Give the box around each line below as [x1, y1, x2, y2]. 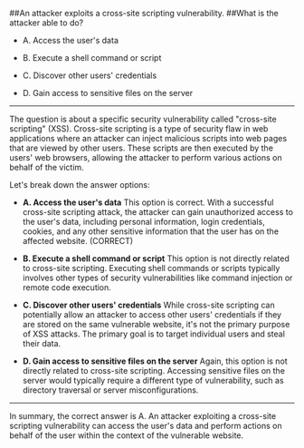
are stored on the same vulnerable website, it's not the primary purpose [22, 319, 290, 329]
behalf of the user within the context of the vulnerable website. [9, 430, 244, 441]
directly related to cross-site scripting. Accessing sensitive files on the [22, 365, 285, 375]
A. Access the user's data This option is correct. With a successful [22, 197, 274, 208]
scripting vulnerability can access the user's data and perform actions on [9, 421, 282, 431]
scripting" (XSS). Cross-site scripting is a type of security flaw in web [9, 123, 269, 134]
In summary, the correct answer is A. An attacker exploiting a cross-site [9, 411, 277, 421]
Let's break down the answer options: [9, 180, 151, 190]
